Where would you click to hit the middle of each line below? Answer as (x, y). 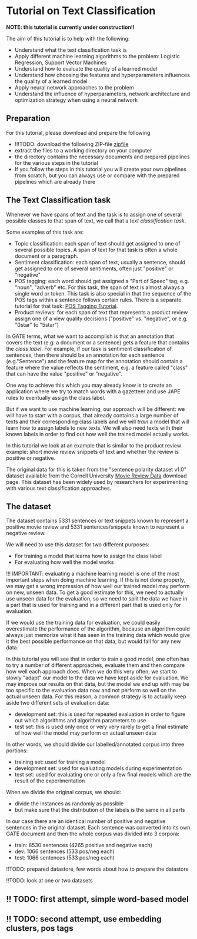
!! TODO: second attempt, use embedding (84, 919)
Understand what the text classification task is (71, 50)
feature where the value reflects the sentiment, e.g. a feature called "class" (97, 367)
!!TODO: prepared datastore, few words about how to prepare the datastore (98, 869)
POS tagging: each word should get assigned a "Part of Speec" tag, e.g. (102, 281)
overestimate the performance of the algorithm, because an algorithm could (98, 629)
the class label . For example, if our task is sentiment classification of (89, 349)
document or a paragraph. (46, 256)
